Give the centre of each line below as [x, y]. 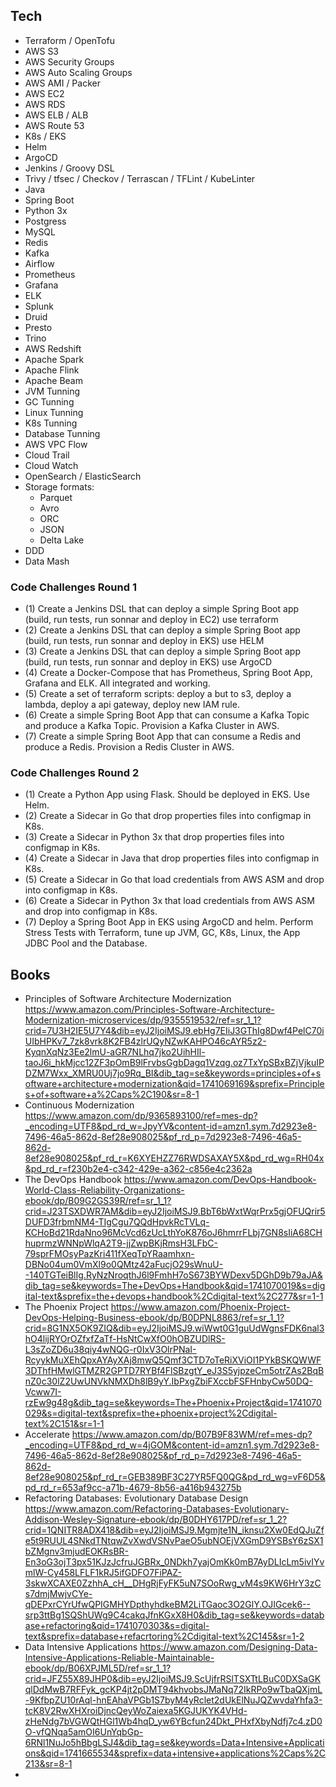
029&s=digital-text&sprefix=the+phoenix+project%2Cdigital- [151, 1413]
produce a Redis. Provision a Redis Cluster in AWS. [129, 747]
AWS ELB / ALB [56, 115]
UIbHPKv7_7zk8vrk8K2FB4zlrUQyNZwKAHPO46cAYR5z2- [145, 1041]
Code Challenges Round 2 [75, 773]
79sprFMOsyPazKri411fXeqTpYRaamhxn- [109, 1254]
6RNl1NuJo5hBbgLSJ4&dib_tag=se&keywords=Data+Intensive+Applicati [174, 1743]
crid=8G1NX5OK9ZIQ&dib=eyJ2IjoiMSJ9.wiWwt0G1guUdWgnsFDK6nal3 [174, 1328]
